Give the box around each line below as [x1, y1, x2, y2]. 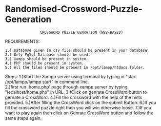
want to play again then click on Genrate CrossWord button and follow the [5, 110, 154, 116]
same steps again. [5, 115, 42, 121]
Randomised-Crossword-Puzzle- [5, 3, 143, 15]
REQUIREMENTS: [5, 38, 40, 44]
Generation [5, 14, 52, 25]
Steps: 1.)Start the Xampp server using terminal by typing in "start [5, 73, 137, 79]
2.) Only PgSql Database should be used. [5, 52, 91, 57]
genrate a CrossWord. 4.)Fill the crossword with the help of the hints [5, 94, 142, 100]
